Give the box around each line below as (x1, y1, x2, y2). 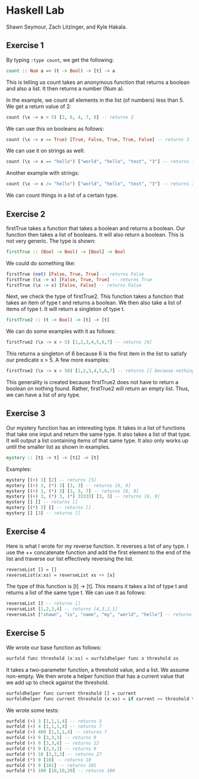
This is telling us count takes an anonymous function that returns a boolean (6, 78, 190, 86)
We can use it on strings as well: (6, 147, 85, 155)
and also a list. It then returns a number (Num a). (6, 84, 124, 92)
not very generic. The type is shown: (6, 237, 96, 244)
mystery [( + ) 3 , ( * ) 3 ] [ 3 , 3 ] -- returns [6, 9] (6, 482, 131, 488)
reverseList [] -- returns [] (6, 601, 81, 607)
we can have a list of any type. (6, 391, 81, 398)
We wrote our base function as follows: (6, 643, 102, 651)
